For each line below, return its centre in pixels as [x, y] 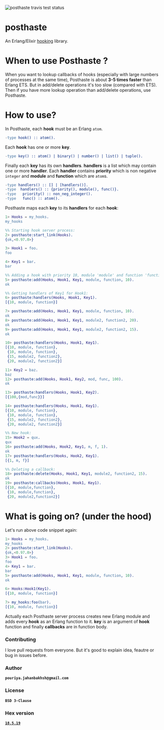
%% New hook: [18, 433]
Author [14, 668]
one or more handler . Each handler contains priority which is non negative [81, 171]
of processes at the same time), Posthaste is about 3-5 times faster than [78, 80]
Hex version [20, 713]
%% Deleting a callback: [30, 469]
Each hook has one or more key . [38, 147]
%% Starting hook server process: [40, 230]
